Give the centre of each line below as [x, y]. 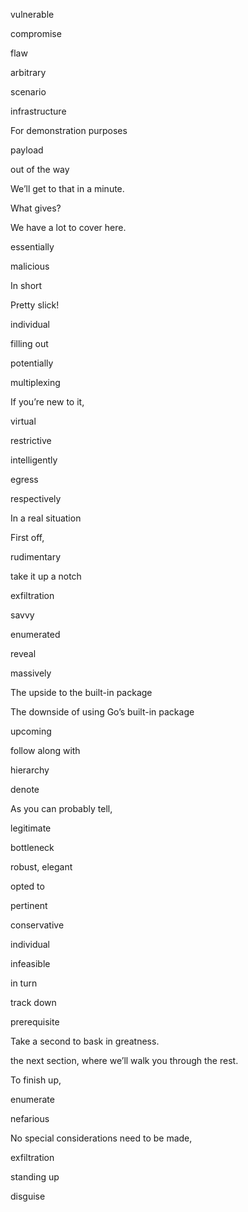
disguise [28, 1196]
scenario [28, 92]
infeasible [30, 963]
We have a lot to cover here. [68, 227]
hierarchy [30, 770]
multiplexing [35, 382]
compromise [36, 33]
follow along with [45, 750]
